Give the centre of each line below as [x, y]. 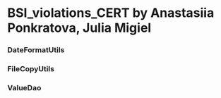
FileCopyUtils [31, 69]
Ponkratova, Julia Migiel [79, 28]
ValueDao [24, 87]
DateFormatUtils [36, 50]
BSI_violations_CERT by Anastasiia [111, 13]
